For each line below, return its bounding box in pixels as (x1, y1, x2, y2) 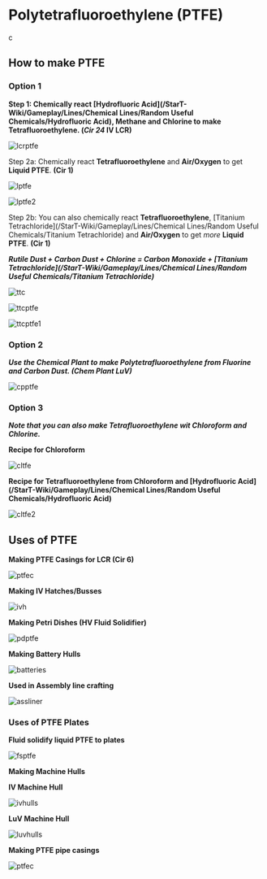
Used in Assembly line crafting (8, 681, 114, 690)
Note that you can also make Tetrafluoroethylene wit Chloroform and (8, 420, 248, 430)
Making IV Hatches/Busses (8, 586, 102, 596)
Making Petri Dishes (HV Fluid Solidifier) (8, 618, 148, 628)
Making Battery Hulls (8, 649, 81, 659)
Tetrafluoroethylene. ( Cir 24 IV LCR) (8, 124, 132, 135)
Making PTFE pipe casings (8, 846, 100, 855)
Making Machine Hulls (8, 767, 85, 777)
